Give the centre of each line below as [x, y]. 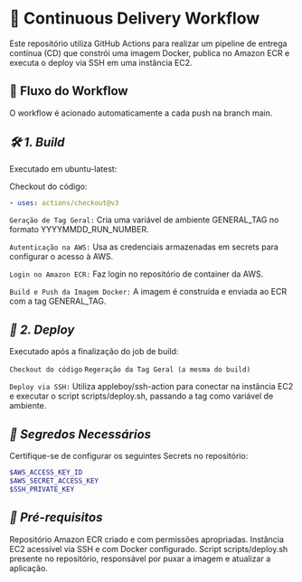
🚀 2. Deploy [42, 329]
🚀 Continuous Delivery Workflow [135, 19]
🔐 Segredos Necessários [80, 434]
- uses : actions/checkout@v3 [64, 202]
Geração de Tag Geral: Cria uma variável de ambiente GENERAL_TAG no [144, 220]
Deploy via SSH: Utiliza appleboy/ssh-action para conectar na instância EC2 [151, 387]
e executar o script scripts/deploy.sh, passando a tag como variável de [142, 396]
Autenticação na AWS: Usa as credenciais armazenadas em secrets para [144, 247]
